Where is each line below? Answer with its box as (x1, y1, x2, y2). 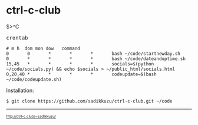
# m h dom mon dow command (6, 45, 81, 51)
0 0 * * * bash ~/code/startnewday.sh (6, 51, 181, 57)
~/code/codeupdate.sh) (6, 76, 62, 83)
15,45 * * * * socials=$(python (6, 61, 154, 67)
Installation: (6, 87, 34, 94)
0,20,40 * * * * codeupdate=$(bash (6, 71, 157, 77)
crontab (6, 34, 28, 41)
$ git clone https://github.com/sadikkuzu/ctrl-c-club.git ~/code (6, 98, 173, 104)
